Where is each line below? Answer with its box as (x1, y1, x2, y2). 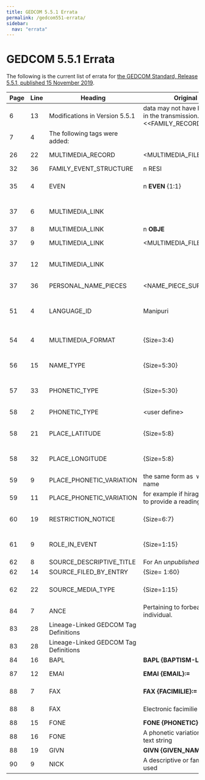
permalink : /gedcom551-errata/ (6, 15, 86, 21)
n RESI (143, 165, 162, 173)
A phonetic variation (143, 729, 201, 737)
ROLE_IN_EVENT (48, 540, 98, 549)
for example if (143, 490, 183, 498)
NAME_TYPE (48, 361, 85, 370)
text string (143, 736, 173, 744)
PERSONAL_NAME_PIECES (48, 282, 127, 290)
